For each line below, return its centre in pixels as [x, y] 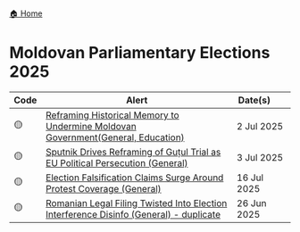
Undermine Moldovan [91, 126]
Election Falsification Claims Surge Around [135, 178]
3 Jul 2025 [260, 157]
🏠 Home [26, 13]
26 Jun [251, 203]
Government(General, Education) [115, 137]
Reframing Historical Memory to [113, 115]
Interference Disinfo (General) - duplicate [133, 214]
